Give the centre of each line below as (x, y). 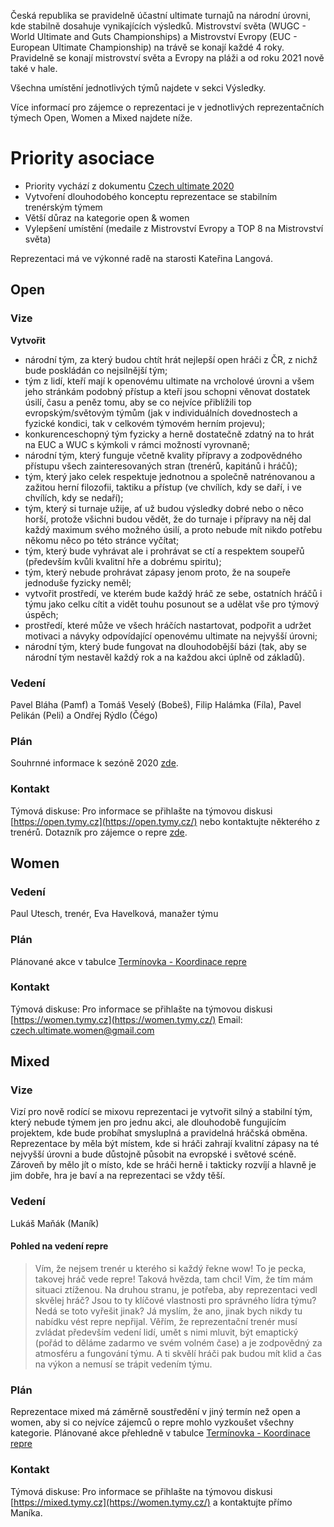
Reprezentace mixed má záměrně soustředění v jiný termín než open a (155, 1412)
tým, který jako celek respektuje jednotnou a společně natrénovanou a (170, 476)
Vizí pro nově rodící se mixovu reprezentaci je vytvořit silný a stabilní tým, (161, 1112)
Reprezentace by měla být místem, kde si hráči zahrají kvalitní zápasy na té (165, 1144)
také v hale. (34, 68)
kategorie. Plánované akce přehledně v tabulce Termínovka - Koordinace (160, 1433)
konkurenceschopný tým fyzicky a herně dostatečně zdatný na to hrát (169, 434)
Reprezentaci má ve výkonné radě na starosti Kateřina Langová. (141, 258)
